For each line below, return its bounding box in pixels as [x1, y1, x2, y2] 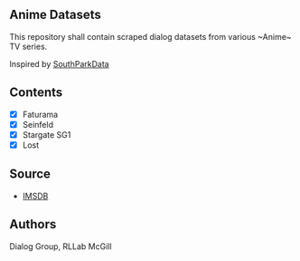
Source [9, 167, 52, 182]
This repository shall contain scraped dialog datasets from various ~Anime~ [9, 31, 292, 42]
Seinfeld [22, 119, 54, 130]
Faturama [22, 109, 59, 120]
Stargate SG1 [22, 129, 71, 140]
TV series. [9, 41, 48, 52]
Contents [9, 85, 63, 101]
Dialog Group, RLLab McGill [9, 240, 112, 252]
